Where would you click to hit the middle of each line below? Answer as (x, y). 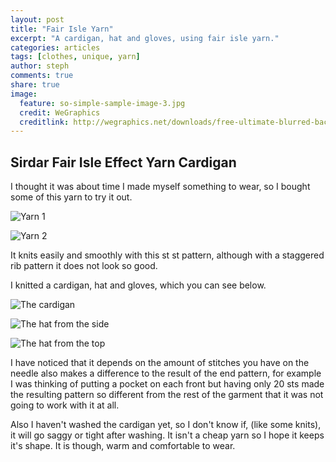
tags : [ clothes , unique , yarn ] (75, 57)
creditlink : (44, 122)
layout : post (37, 19)
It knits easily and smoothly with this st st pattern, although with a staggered (167, 255)
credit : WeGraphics (60, 112)
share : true (35, 85)
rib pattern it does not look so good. (84, 266)
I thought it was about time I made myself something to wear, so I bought (160, 187)
